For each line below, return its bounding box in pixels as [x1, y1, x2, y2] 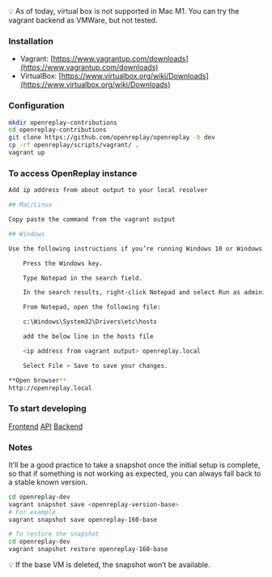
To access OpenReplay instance [8, 168, 138, 179]
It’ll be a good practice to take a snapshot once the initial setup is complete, [8, 459, 261, 469]
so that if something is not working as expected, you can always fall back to [8, 468, 261, 478]
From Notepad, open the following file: [23, 303, 161, 311]
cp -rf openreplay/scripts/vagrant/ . [8, 141, 139, 149]
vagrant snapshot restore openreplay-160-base [8, 545, 168, 553]
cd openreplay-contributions [8, 126, 107, 135]
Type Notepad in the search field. [23, 274, 143, 282]
